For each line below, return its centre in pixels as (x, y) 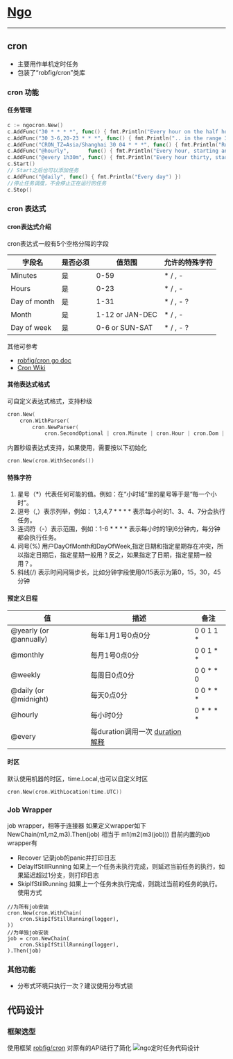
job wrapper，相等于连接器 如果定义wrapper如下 (77, 825)
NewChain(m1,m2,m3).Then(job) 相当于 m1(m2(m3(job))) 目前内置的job (109, 834)
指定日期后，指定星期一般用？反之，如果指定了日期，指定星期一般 (118, 555)
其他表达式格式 (28, 384)
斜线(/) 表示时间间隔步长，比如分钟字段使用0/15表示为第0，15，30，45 (119, 572)
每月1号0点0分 (115, 655)
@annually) (29, 639)
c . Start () (21, 164)
